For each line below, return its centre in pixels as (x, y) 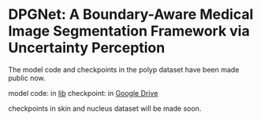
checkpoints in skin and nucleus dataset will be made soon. (105, 108)
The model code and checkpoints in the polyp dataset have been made (124, 69)
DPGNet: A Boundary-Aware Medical (131, 15)
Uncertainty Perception (87, 48)
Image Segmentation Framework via (129, 31)
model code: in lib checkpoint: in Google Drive (83, 93)
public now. (27, 78)
